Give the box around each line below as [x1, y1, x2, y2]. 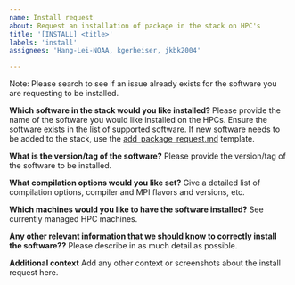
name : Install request [9, 12, 94, 22]
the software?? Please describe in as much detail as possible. [9, 240, 238, 251]
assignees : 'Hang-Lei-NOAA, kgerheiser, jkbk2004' [9, 46, 201, 55]
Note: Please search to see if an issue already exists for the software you [9, 78, 278, 89]
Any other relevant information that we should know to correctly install [9, 231, 277, 241]
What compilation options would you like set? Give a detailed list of [9, 177, 261, 188]
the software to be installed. [9, 160, 112, 171]
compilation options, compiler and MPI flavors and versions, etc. [9, 187, 245, 198]
